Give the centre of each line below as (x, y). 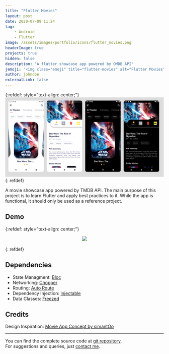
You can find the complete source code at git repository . (64, 341)
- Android (25, 32)
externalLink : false (27, 80)
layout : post (19, 16)
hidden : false (20, 58)
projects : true (21, 53)
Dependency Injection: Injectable (47, 293)
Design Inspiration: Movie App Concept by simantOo (60, 327)
